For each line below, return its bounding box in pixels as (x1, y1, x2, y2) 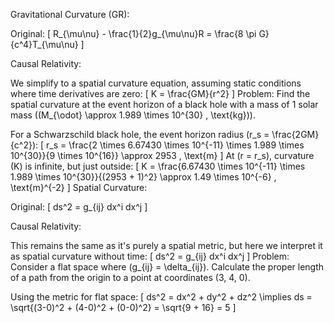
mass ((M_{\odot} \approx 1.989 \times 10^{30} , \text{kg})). (10, 109, 256, 121)
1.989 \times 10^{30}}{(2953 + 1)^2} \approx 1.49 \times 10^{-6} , (10, 171, 277, 183)
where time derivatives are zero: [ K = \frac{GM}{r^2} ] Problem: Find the (10, 88, 311, 99)
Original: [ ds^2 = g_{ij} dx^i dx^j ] (10, 201, 148, 213)
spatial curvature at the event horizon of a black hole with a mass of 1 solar (10, 99, 319, 110)
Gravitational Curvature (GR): (10, 9, 130, 20)
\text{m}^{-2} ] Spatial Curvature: (10, 182, 148, 193)
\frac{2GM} (271, 129, 320, 140)
